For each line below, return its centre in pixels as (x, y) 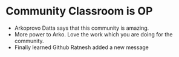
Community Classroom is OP (79, 11)
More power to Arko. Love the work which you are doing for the (93, 34)
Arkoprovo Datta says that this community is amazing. (82, 28)
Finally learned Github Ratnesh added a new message (81, 47)
